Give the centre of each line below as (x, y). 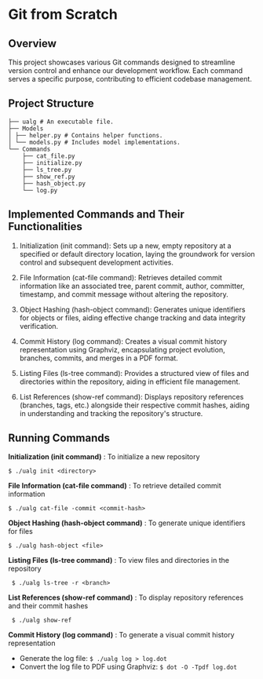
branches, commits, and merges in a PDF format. (99, 358)
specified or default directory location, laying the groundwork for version (137, 254)
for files (20, 531)
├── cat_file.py (49, 156)
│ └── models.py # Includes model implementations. (94, 142)
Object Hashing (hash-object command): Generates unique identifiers (132, 309)
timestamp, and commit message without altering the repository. (124, 294)
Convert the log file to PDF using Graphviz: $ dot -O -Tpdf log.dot (128, 667)
